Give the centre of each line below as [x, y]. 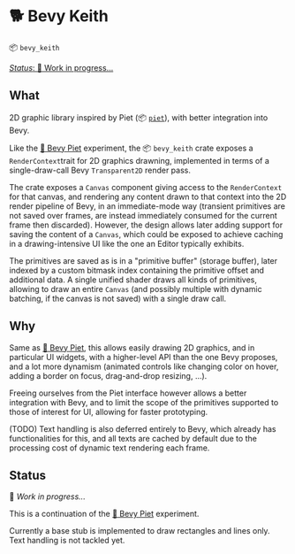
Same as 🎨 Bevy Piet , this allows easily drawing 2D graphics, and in [132, 347]
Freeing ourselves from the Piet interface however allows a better [128, 393]
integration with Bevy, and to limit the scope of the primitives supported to [144, 402]
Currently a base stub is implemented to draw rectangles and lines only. [140, 531]
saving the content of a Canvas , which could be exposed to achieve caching [146, 234]
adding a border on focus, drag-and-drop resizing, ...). [108, 375]
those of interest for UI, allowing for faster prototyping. [109, 412]
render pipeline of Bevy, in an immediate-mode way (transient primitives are [147, 206]
